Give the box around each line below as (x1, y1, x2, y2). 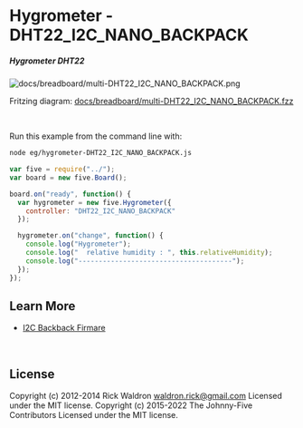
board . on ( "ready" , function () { (9, 190, 131, 199)
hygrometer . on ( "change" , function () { (17, 231, 165, 240)
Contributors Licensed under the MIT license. (9, 410, 178, 421)
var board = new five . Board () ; (9, 173, 128, 182)
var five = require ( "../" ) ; (9, 165, 116, 174)
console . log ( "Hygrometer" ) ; (25, 239, 131, 249)
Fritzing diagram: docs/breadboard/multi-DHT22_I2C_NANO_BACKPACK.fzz (9, 96, 294, 107)
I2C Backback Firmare (22, 323, 106, 334)
